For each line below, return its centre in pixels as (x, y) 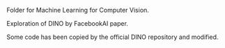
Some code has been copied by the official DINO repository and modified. (113, 37)
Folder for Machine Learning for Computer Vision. (78, 10)
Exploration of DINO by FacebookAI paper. (67, 23)
